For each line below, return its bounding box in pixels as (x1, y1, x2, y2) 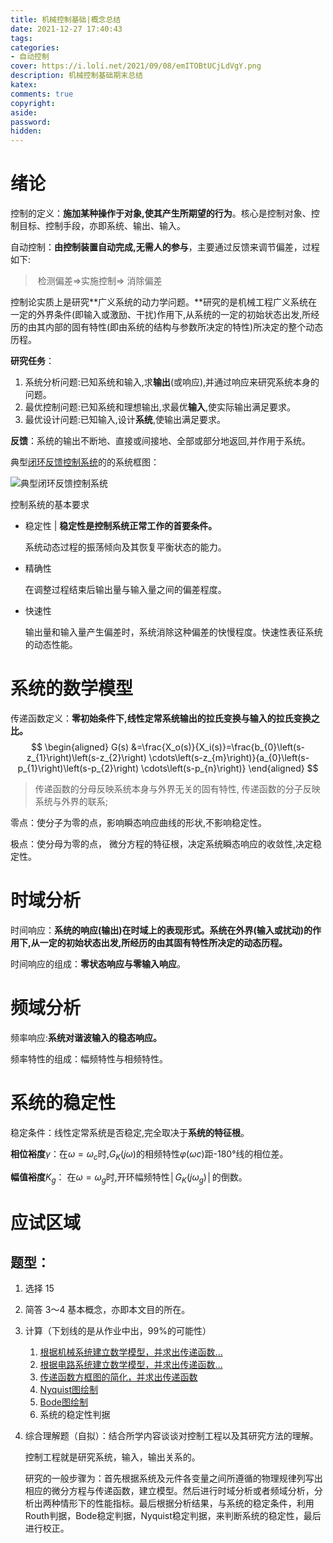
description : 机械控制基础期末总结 (10, 71, 143, 81)
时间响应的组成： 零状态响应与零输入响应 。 (10, 957, 186, 970)
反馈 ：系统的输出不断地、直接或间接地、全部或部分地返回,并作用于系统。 (10, 435, 312, 447)
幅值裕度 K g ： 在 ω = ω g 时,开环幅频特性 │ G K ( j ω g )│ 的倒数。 (10, 1171, 248, 1185)
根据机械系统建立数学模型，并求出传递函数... (39, 1346, 223, 1358)
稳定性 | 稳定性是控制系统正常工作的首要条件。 (24, 520, 218, 532)
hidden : (10, 126, 43, 136)
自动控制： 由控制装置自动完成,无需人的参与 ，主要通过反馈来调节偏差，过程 (10, 241, 320, 253)
